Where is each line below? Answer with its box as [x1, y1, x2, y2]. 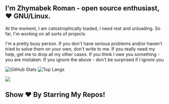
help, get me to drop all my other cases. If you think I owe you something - [5, 51, 160, 57]
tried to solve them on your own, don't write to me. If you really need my [5, 45, 155, 52]
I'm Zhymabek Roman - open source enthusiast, [5, 4, 160, 13]
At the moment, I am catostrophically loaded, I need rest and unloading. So [5, 25, 160, 31]
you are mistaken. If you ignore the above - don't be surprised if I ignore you [5, 57, 164, 63]
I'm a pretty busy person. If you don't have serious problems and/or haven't [5, 40, 162, 46]
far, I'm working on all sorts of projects [5, 30, 86, 37]
